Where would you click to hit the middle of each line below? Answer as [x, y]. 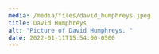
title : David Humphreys [48, 23]
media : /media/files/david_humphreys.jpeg [79, 15]
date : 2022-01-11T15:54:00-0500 [62, 38]
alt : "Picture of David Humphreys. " [71, 30]
